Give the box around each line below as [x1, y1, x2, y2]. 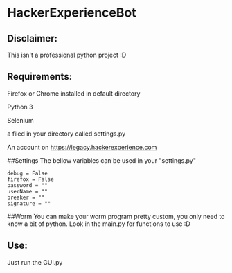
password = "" [7, 182, 48, 188]
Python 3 [7, 103, 33, 111]
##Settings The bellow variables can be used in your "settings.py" [7, 156, 196, 164]
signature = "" [7, 200, 51, 207]
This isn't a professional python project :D [7, 51, 127, 59]
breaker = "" [7, 194, 45, 201]
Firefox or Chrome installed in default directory [7, 89, 141, 98]
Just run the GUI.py [7, 258, 63, 266]
